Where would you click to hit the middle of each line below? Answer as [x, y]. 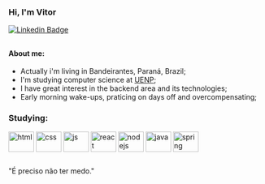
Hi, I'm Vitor [33, 12]
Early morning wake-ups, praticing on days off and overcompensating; [139, 97]
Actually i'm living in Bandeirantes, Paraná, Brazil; [103, 71]
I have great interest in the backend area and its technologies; [124, 88]
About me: [26, 53]
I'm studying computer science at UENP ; [88, 80]
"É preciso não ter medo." [52, 171]
